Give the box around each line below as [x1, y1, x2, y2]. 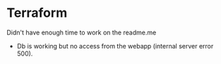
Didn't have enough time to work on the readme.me [6, 28, 157, 37]
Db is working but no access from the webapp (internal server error [16, 41, 214, 50]
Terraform [6, 5, 68, 21]
